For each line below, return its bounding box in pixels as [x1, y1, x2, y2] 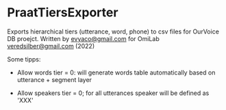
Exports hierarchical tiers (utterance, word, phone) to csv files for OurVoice [7, 27, 219, 36]
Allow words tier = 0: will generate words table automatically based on [16, 68, 216, 77]
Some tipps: [7, 55, 41, 63]
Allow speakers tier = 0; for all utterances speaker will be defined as [16, 89, 210, 97]
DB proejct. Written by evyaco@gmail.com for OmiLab [7, 34, 160, 42]
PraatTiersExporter [7, 5, 118, 20]
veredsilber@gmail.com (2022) [7, 42, 95, 50]
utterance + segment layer [16, 75, 92, 83]
